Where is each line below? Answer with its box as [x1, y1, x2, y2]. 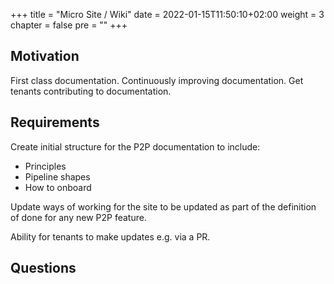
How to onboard [24, 181, 92, 193]
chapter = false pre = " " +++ [10, 19, 128, 31]
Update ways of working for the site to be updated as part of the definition [10, 200, 317, 213]
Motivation [10, 48, 80, 65]
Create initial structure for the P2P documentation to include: [10, 140, 261, 153]
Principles [24, 160, 67, 172]
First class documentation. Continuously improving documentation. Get [10, 74, 304, 86]
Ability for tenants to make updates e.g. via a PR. [10, 230, 211, 243]
